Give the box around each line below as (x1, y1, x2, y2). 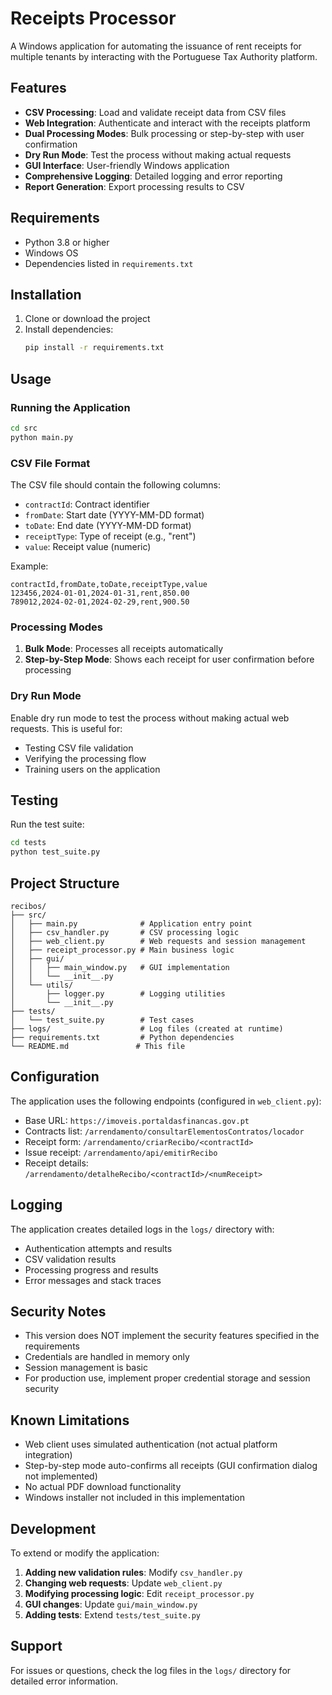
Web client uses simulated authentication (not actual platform (24, 1438, 278, 1451)
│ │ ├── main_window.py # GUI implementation (10, 962, 230, 972)
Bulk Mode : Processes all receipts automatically (24, 643, 224, 655)
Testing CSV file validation (24, 742, 134, 754)
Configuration (10, 1068, 100, 1086)
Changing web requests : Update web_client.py (24, 1577, 223, 1589)
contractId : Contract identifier (24, 498, 150, 510)
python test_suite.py (10, 847, 101, 857)
